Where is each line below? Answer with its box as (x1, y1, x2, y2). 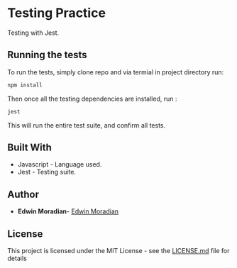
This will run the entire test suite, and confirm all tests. (7, 121, 166, 129)
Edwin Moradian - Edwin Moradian (17, 207, 119, 216)
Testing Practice (7, 5, 106, 21)
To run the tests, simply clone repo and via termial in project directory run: (7, 67, 224, 76)
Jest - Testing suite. (17, 168, 77, 177)
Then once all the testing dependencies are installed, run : (7, 94, 177, 103)
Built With (7, 141, 52, 153)
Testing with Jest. (7, 28, 60, 37)
